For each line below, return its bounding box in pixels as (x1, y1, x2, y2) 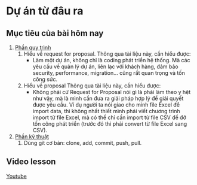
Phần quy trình (14, 44, 51, 51)
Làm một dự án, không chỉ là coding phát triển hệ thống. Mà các (32, 57, 190, 63)
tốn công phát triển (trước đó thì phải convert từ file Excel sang (32, 120, 187, 127)
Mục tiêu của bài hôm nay (6, 28, 104, 38)
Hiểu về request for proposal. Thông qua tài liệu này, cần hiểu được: (23, 50, 191, 57)
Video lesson (6, 157, 56, 167)
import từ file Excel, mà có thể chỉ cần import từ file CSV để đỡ (32, 114, 186, 121)
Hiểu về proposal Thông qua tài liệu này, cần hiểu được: (23, 82, 161, 89)
